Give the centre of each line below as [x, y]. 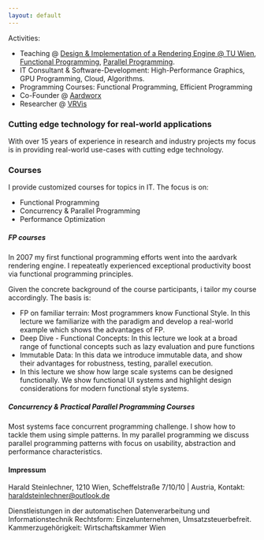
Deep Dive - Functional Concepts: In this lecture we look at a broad [128, 338]
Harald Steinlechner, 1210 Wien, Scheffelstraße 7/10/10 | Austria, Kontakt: [127, 487]
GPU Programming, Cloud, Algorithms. [82, 78]
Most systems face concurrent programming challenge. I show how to [122, 426]
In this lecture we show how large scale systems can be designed [126, 372]
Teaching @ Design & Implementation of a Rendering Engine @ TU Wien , [138, 53]
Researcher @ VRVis [53, 103]
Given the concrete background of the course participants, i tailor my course [132, 290]
